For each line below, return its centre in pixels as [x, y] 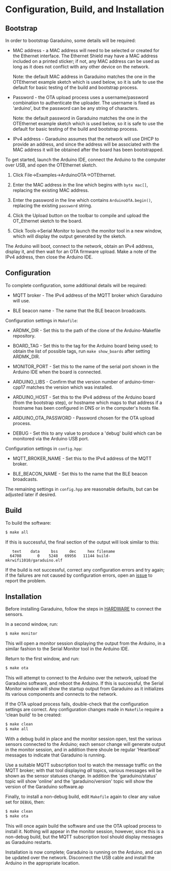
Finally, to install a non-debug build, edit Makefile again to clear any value [83, 796]
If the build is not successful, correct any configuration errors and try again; [85, 570]
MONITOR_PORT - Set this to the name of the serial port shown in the [86, 366]
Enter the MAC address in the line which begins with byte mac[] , [80, 185]
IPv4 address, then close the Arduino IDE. [49, 257]
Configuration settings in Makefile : [42, 320]
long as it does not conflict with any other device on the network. [81, 67]
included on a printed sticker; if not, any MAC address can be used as [86, 61]
